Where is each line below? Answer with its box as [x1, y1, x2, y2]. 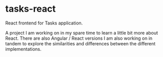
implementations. [5, 46, 42, 52]
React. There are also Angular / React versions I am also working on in [5, 35, 153, 41]
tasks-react [5, 3, 56, 15]
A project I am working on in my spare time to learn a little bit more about [5, 30, 158, 36]
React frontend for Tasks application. [5, 20, 83, 26]
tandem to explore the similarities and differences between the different [5, 40, 156, 46]
